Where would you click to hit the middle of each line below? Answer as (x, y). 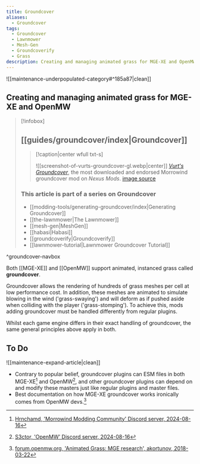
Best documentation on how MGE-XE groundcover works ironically (97, 394)
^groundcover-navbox (33, 257)
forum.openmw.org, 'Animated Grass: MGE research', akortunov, (94, 448)
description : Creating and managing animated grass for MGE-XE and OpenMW (101, 62)
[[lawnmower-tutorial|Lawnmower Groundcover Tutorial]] (100, 245)
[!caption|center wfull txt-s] (69, 154)
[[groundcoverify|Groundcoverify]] (72, 239)
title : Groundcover (30, 12)
